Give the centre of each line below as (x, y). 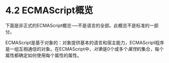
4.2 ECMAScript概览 (49, 10)
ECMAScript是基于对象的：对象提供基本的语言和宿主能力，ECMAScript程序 (85, 42)
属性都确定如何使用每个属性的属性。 (44, 55)
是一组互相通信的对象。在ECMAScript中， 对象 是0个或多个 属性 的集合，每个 (84, 49)
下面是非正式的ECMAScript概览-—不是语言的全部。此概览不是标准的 (78, 25)
